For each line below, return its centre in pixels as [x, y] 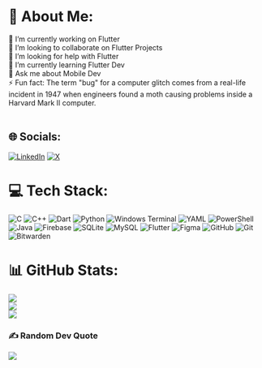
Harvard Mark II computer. [52, 103]
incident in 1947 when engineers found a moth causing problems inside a [131, 94]
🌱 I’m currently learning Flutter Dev [67, 65]
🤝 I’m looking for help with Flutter [64, 56]
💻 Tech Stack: [58, 190]
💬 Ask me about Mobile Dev [55, 73]
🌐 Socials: [35, 137]
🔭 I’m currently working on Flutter [64, 39]
